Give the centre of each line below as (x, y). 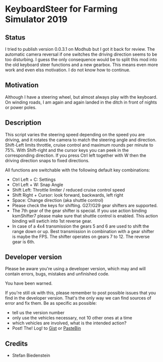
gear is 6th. (24, 242)
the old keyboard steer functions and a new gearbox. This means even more (81, 65)
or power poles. (21, 107)
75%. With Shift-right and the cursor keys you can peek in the (67, 150)
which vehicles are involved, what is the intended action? (69, 323)
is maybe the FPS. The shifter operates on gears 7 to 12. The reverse (81, 236)
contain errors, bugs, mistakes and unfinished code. (57, 274)
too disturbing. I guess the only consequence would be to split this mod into (81, 59)
